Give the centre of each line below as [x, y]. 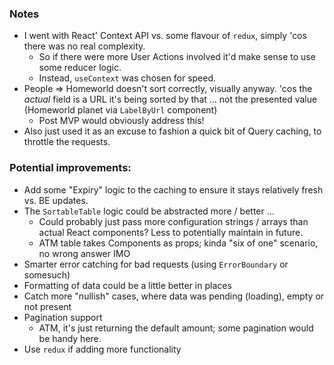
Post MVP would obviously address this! [121, 121]
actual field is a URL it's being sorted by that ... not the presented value [170, 99]
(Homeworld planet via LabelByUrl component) [120, 110]
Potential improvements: [70, 168]
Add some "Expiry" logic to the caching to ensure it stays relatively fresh [173, 189]
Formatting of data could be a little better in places [127, 285]
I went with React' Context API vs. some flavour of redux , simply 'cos [165, 36]
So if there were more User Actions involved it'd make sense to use [177, 57]
